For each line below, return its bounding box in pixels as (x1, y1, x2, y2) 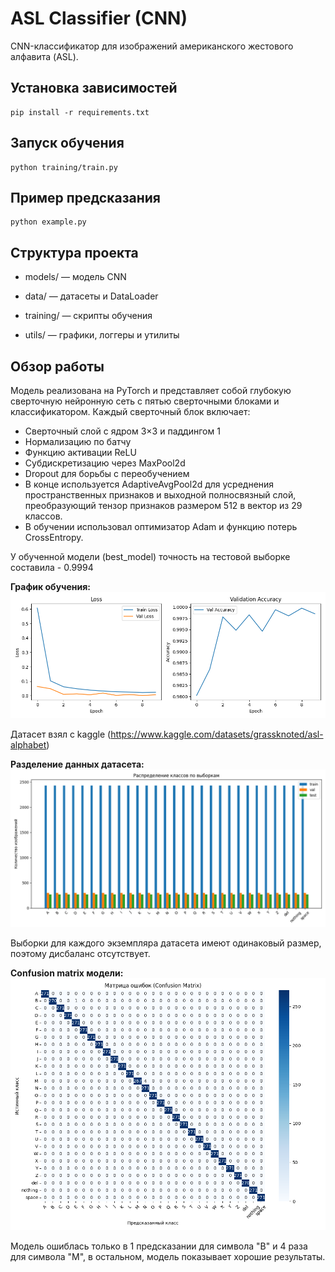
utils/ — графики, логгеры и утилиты (24, 329, 180, 341)
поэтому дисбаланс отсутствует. (10, 947, 151, 959)
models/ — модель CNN (24, 271, 127, 283)
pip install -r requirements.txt (10, 107, 150, 117)
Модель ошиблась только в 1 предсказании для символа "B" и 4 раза (10, 1240, 308, 1252)
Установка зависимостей (10, 80, 178, 97)
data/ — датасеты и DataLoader (24, 290, 159, 302)
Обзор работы (10, 358, 105, 375)
